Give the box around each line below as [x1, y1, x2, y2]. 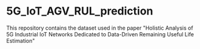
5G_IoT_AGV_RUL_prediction [6, 4, 153, 18]
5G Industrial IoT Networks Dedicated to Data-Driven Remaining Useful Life [6, 30, 194, 38]
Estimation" [6, 37, 35, 44]
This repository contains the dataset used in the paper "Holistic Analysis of [6, 24, 193, 31]
